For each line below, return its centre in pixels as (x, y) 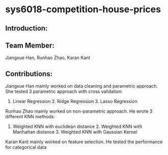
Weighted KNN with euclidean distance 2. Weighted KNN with (77, 126)
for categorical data (26, 147)
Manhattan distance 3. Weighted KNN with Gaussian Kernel (75, 132)
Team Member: (30, 45)
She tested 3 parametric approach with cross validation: (64, 92)
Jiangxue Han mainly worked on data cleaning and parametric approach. (82, 86)
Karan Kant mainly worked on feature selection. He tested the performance (84, 142)
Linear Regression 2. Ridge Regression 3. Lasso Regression (75, 101)
